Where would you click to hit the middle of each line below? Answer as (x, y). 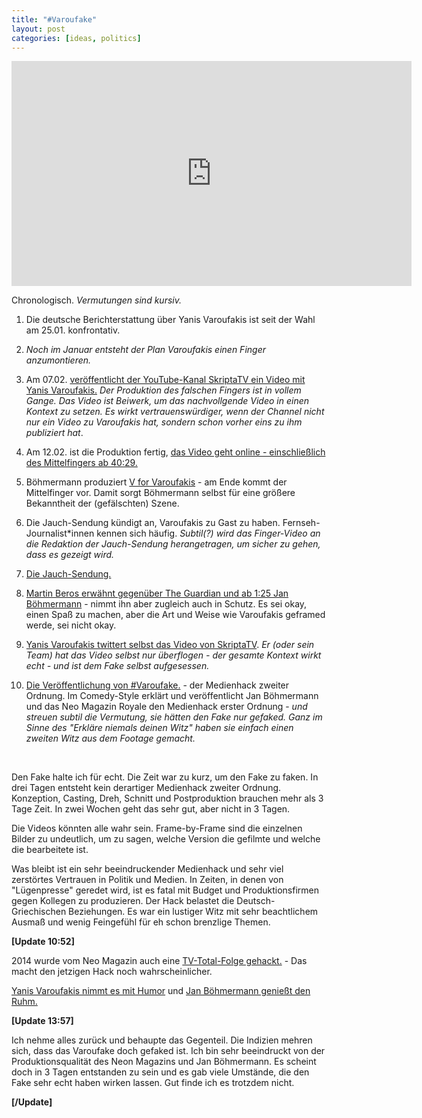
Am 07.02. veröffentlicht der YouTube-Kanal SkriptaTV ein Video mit (165, 380)
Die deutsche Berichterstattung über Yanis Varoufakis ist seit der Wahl (170, 320)
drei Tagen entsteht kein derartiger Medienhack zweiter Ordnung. (146, 788)
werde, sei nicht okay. (71, 625)
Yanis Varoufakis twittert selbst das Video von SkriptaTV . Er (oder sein (170, 645)
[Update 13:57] (42, 1021)
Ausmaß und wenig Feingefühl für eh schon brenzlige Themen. (141, 922)
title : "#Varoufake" (54, 19)
